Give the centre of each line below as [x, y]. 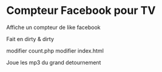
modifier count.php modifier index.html [55, 51]
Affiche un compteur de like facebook [54, 27]
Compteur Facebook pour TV [81, 11]
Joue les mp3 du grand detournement [54, 62]
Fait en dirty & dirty [30, 39]
